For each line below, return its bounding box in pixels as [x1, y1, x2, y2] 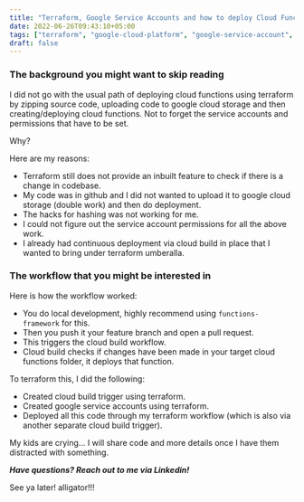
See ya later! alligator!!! [9, 481, 95, 493]
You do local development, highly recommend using [22, 308, 217, 318]
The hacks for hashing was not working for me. [22, 209, 199, 220]
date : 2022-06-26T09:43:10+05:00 [9, 22, 136, 31]
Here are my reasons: [9, 153, 90, 164]
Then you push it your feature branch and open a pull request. [22, 327, 255, 337]
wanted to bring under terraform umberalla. [22, 247, 185, 258]
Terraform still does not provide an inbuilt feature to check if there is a [22, 170, 283, 181]
